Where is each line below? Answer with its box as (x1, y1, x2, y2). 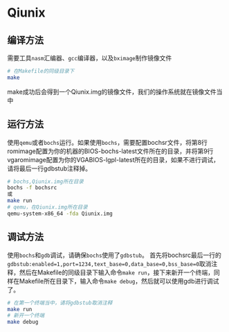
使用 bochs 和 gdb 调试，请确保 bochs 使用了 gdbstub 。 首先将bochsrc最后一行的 (7, 251, 221, 259)
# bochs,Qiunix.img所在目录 (7, 178, 84, 185)
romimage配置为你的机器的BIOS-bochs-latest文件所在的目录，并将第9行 (7, 147, 214, 155)
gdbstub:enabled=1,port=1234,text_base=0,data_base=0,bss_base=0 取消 (7, 259, 212, 268)
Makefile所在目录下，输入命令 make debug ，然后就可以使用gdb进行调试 (19, 277, 219, 285)
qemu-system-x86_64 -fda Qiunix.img (7, 210, 113, 217)
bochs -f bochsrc (7, 184, 57, 191)
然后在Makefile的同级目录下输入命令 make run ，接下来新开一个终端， (19, 268, 214, 277)
